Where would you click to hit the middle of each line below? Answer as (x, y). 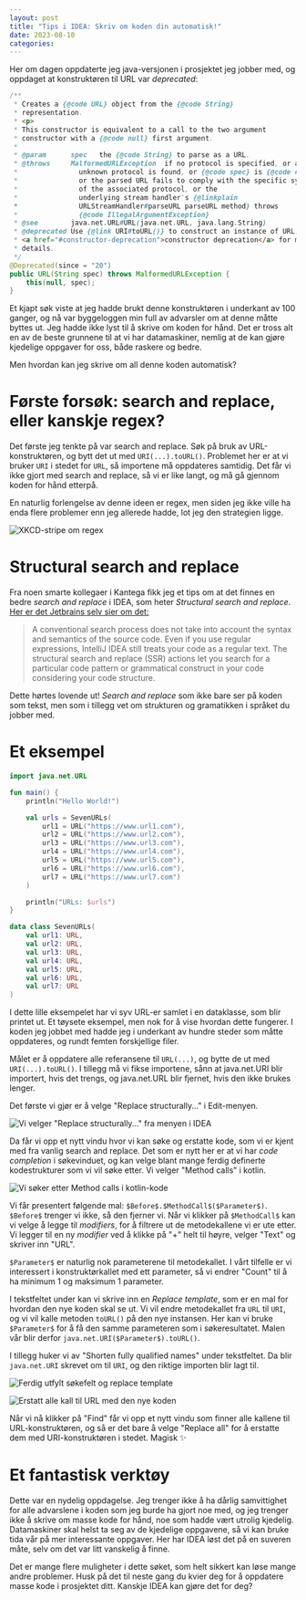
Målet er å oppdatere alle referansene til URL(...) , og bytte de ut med (140, 1059)
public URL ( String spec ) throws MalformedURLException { (120, 274)
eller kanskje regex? (87, 421)
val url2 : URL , (55, 944)
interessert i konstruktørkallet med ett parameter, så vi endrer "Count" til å (148, 1272)
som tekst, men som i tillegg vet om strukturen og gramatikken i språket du (150, 706)
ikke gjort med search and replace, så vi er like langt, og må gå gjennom (144, 476)
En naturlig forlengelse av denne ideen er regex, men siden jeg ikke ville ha (150, 503)
